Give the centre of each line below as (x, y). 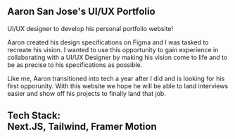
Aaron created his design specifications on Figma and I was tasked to (108, 42)
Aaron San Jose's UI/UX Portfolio (82, 12)
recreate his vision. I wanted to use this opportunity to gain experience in (113, 49)
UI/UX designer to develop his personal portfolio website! (90, 28)
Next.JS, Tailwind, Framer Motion (82, 127)
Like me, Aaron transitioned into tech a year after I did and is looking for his (116, 78)
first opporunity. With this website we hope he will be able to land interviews (118, 86)
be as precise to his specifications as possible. (75, 65)
